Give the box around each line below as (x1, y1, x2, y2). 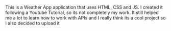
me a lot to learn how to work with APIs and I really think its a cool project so (5, 15, 166, 20)
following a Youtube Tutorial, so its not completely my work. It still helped (5, 9, 159, 15)
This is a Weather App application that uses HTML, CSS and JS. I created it (5, 4, 163, 10)
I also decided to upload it (5, 20, 60, 26)
